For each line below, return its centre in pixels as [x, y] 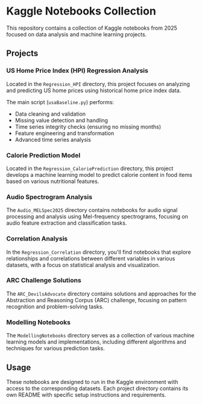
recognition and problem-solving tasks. [55, 306]
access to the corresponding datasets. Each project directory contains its [97, 388]
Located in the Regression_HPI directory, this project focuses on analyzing [98, 84]
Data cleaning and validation [50, 114]
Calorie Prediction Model [43, 155]
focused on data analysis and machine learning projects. [77, 34]
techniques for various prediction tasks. [56, 348]
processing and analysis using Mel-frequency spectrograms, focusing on [97, 217]
